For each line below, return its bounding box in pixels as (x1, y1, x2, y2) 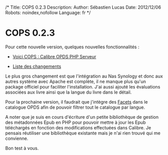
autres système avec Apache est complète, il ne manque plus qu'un (5, 78, 146, 85)
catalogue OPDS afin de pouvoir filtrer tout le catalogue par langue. (5, 104, 145, 110)
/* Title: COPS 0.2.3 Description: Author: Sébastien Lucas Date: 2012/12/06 (5, 5, 161, 10)
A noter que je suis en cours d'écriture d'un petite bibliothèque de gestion (5, 114, 159, 120)
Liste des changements (12, 63, 62, 69)
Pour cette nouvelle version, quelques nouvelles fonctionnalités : (5, 44, 140, 50)
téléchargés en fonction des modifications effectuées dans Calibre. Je (5, 124, 151, 130)
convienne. (5, 135, 29, 141)
